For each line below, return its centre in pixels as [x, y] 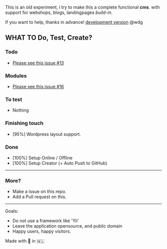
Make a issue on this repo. [39, 192]
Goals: [12, 211]
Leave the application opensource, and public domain [67, 226]
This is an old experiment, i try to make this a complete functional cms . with [83, 7]
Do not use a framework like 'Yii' [45, 221]
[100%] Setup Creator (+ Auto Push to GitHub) [60, 163]
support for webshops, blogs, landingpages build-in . [59, 12]
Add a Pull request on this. [39, 197]
